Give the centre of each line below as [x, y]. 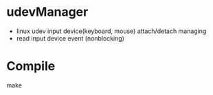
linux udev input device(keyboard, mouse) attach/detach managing [111, 31]
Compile [31, 66]
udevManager [47, 12]
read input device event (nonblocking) [70, 38]
